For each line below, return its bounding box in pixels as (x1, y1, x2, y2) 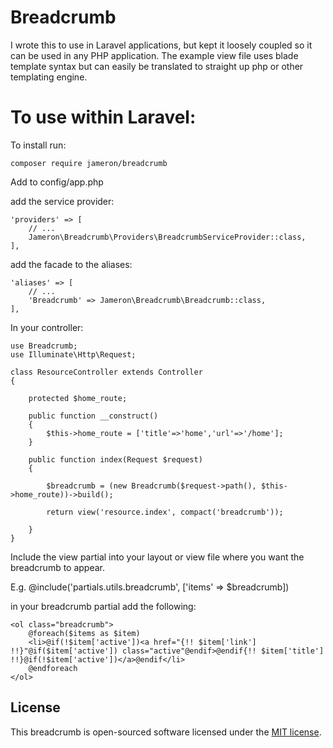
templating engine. (10, 71, 88, 83)
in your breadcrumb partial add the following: (10, 600, 197, 612)
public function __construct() (28, 411, 159, 421)
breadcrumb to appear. (10, 561, 106, 573)
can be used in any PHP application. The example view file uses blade (10, 49, 299, 61)
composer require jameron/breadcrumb (10, 158, 168, 168)
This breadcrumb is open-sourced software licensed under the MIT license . (10, 726, 322, 738)
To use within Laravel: (10, 106, 197, 129)
